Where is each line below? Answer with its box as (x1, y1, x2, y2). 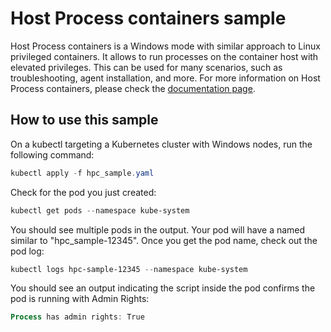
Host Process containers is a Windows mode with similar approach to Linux (10, 40, 321, 52)
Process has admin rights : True (10, 312, 145, 322)
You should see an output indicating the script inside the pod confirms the (10, 282, 316, 294)
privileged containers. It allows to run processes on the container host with (10, 50, 319, 62)
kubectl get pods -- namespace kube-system (10, 205, 190, 216)
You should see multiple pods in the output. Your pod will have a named (10, 223, 306, 236)
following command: (10, 148, 95, 161)
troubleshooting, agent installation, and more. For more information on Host (10, 72, 321, 84)
